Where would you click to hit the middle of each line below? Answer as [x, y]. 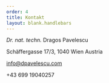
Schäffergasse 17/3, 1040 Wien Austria [54, 52]
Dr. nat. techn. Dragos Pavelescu [48, 40]
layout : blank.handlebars [39, 23]
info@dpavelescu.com [34, 63]
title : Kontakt [25, 17]
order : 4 [17, 12]
